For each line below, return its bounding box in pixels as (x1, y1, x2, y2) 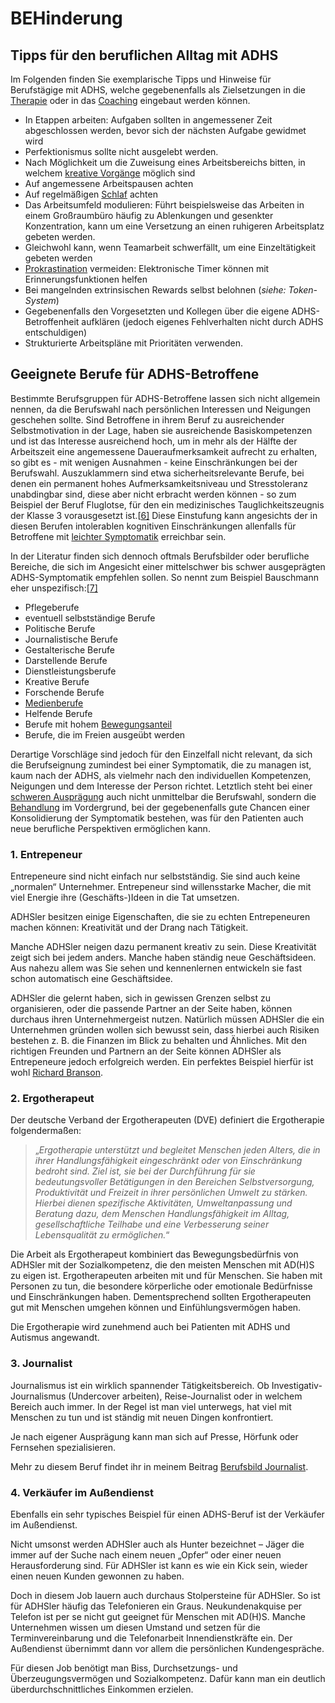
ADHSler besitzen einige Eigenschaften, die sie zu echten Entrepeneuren (10, 911, 311, 923)
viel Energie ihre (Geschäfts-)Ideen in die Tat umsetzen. (10, 892, 240, 904)
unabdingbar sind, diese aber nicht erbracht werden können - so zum (10, 488, 297, 500)
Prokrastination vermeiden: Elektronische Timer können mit (24, 263, 270, 274)
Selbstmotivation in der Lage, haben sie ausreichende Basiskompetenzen (10, 424, 313, 436)
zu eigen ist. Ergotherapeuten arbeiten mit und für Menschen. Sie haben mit (10, 1270, 323, 1282)
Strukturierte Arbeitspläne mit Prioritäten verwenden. (24, 337, 243, 349)
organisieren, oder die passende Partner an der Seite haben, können (10, 1003, 293, 1015)
